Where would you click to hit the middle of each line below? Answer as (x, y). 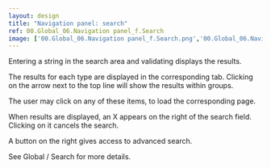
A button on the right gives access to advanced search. (100, 141)
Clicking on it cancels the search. (64, 125)
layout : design (34, 16)
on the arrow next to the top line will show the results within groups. (121, 86)
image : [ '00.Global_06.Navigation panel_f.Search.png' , (104, 38)
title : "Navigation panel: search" (68, 23)
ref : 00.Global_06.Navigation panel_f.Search (86, 31)
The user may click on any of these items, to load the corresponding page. (132, 101)
